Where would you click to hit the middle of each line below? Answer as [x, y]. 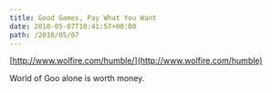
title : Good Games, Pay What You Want [83, 18]
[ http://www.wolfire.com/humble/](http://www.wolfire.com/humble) [136, 61]
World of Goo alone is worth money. [77, 78]
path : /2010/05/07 [44, 35]
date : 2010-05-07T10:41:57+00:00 [73, 26]
